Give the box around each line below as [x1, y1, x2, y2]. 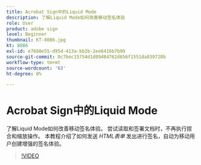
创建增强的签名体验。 [11, 140, 65, 147]
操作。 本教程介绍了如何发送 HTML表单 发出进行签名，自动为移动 [27, 132, 190, 140]
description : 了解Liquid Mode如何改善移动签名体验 [6, 15, 126, 21]
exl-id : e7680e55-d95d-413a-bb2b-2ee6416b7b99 [6, 48, 126, 54]
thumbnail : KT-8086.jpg [6, 37, 66, 43]
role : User [6, 20, 34, 26]
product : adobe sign [6, 25, 59, 32]
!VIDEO [21, 152, 39, 160]
